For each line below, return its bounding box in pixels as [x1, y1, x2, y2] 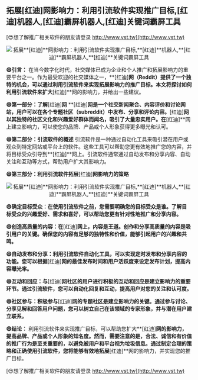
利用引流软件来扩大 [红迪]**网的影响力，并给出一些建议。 [6, 88, 144, 95]
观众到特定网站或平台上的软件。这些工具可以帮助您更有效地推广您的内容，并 [6, 143, 192, 150]
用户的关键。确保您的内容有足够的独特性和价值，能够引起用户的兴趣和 [11, 230, 181, 237]
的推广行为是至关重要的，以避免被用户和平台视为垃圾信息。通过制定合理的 [6, 340, 187, 347]
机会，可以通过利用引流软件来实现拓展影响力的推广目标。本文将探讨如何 [16, 80, 192, 88]
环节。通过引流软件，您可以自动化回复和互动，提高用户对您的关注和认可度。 [6, 285, 192, 292]
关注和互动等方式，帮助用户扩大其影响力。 [6, 157, 110, 165]
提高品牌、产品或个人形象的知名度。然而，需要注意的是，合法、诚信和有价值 [6, 332, 192, 339]
